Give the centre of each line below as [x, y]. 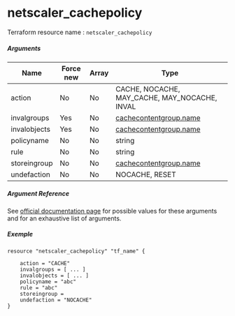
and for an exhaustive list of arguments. [64, 218]
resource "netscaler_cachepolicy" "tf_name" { [76, 251]
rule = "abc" [39, 287]
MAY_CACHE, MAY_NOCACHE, [166, 98]
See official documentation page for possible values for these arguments [112, 211]
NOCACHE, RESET [145, 174]
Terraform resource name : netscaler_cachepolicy [80, 32]
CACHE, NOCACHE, [148, 89]
